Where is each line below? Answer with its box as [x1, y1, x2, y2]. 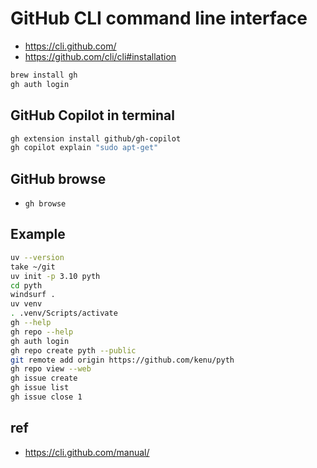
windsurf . [10, 290, 56, 300]
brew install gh [10, 70, 78, 80]
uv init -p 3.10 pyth [10, 271, 101, 281]
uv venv [10, 299, 43, 309]
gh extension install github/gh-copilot [10, 133, 182, 144]
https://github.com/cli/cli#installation [24, 50, 177, 62]
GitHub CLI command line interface [10, 7, 308, 30]
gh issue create [10, 373, 78, 384]
